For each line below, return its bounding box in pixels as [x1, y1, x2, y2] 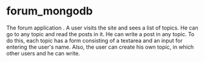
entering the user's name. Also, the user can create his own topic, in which [6, 43, 194, 51]
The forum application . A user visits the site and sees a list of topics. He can [6, 24, 199, 31]
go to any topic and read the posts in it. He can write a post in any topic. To [6, 30, 195, 37]
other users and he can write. [6, 49, 80, 57]
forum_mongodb [6, 4, 93, 18]
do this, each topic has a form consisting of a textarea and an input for [6, 37, 183, 44]
